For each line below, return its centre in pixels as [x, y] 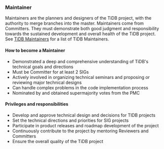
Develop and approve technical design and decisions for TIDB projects [84, 115]
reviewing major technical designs [47, 82]
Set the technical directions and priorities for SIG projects [70, 120]
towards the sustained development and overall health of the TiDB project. [81, 34]
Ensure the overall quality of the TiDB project [58, 141]
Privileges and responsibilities [37, 104]
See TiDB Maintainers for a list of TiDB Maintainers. [57, 39]
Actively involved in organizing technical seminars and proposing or [81, 77]
